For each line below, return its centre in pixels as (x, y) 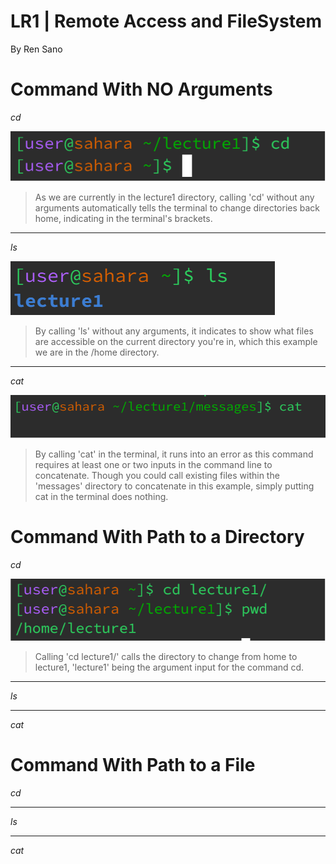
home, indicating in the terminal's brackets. (123, 219)
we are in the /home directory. (97, 352)
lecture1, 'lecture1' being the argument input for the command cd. (169, 667)
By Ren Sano (36, 49)
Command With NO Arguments (141, 89)
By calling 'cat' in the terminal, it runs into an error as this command (174, 454)
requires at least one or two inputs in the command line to (153, 464)
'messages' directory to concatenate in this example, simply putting (174, 486)
